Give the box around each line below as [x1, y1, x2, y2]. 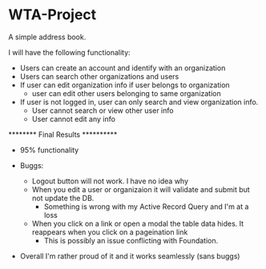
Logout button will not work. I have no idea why [31, 176, 189, 186]
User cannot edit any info [31, 114, 116, 123]
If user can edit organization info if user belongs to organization [19, 80, 230, 90]
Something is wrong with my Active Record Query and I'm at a [43, 202, 249, 211]
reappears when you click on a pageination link [31, 227, 188, 237]
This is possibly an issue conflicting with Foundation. [43, 235, 219, 245]
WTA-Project [8, 6, 97, 24]
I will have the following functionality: [8, 47, 131, 57]
